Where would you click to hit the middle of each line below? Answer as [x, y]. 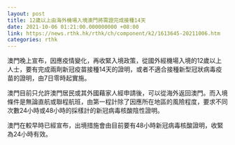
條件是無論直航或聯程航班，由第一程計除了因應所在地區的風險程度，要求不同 [117, 102]
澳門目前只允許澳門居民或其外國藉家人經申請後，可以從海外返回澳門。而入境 [117, 93]
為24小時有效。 [30, 134]
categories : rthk [33, 40]
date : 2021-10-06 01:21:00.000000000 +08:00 [73, 27]
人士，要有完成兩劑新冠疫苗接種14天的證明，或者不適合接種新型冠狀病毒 [112, 69]
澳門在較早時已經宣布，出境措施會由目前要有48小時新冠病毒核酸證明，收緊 [115, 125]
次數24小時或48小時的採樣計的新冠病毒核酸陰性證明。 [86, 111]
